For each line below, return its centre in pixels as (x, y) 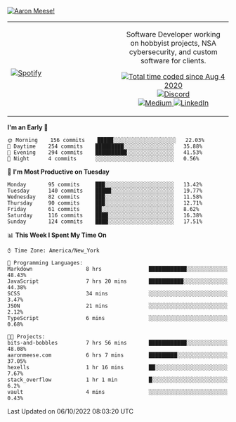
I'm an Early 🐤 (28, 127)
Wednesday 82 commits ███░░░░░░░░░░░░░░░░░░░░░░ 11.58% (105, 197)
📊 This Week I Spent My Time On (57, 235)
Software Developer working (173, 34)
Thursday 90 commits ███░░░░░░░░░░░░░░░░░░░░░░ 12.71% (105, 203)
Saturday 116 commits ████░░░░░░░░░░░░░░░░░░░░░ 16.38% (105, 215)
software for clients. (173, 61)
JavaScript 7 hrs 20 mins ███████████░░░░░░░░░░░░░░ (118, 281)
